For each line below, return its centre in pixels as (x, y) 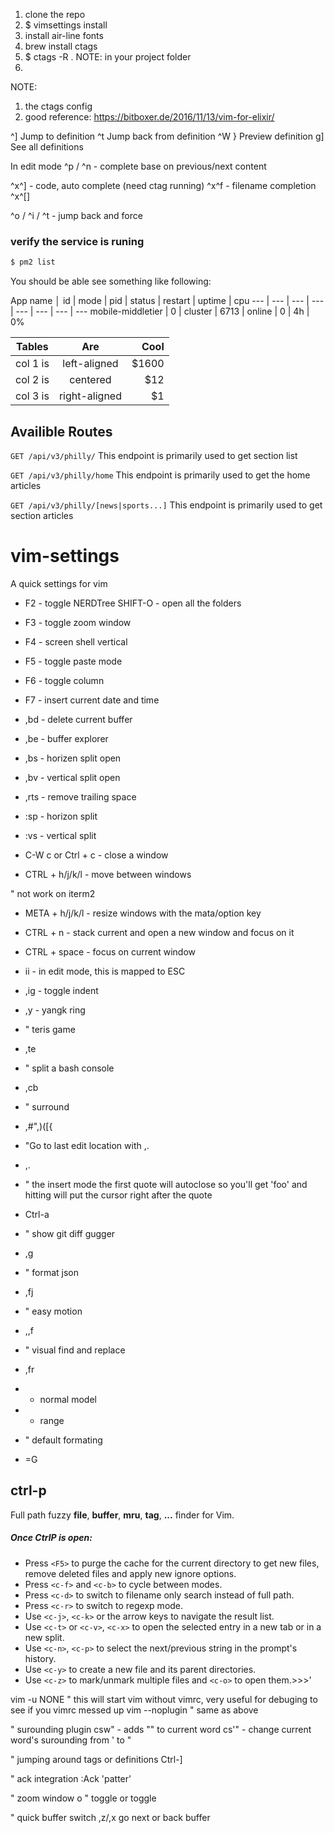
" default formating (63, 1440)
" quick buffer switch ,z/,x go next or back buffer (110, 1817)
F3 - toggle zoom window (78, 622)
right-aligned (90, 396)
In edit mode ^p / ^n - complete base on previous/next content (138, 166)
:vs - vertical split (60, 835)
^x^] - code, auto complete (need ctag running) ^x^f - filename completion (163, 185)
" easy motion (53, 1311)
